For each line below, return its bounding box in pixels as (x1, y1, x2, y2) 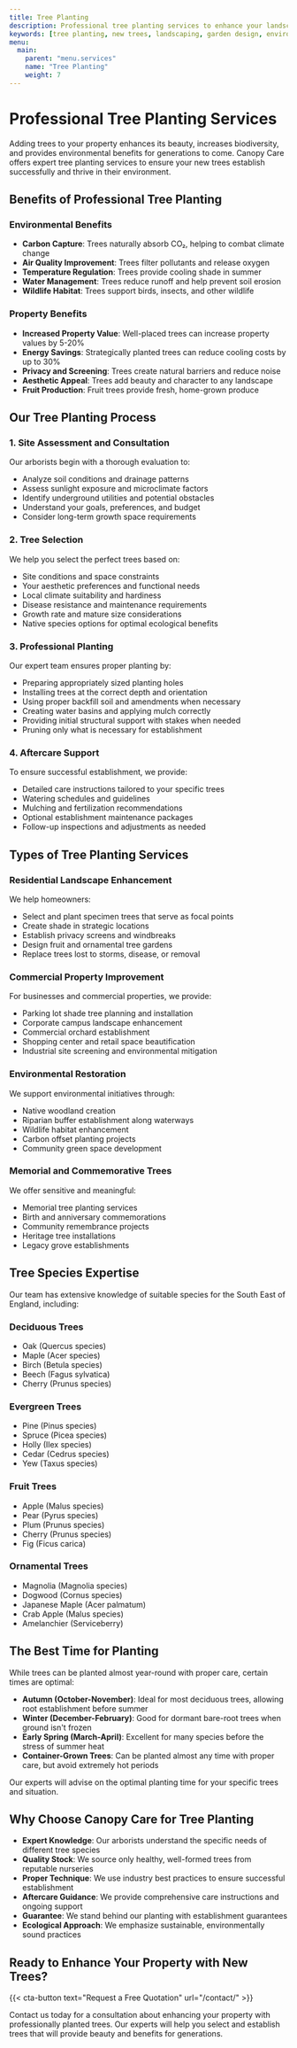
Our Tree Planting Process (9, 410, 156, 425)
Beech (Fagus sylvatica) (21, 1369, 110, 1379)
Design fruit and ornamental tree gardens (21, 939, 173, 950)
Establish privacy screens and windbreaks (21, 929, 177, 940)
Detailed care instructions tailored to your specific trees (21, 784, 225, 795)
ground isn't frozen (21, 1722, 93, 1733)
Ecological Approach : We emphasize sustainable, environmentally (21, 1920, 265, 1931)
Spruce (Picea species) (21, 1430, 108, 1440)
